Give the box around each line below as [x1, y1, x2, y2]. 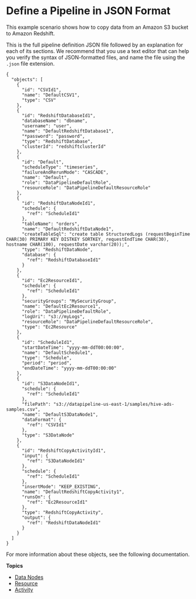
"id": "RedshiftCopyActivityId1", [21, 448, 107, 454]
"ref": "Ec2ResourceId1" [27, 499, 88, 505]
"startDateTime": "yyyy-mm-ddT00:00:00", [21, 345, 125, 350]
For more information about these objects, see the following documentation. [6, 551, 190, 558]
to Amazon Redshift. [6, 29, 55, 37]
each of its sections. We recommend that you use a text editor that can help [6, 47, 190, 54]
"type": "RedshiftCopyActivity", [21, 509, 104, 515]
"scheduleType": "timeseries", [21, 164, 99, 170]
